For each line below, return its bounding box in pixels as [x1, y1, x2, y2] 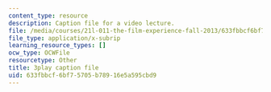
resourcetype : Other [8, 57, 78, 65]
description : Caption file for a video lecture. [8, 19, 175, 27]
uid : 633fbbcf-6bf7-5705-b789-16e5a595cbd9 [8, 71, 157, 79]
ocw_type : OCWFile [8, 49, 70, 57]
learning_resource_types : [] [8, 42, 106, 50]
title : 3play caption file [8, 64, 99, 72]
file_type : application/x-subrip [8, 34, 121, 42]
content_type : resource [8, 11, 89, 20]
